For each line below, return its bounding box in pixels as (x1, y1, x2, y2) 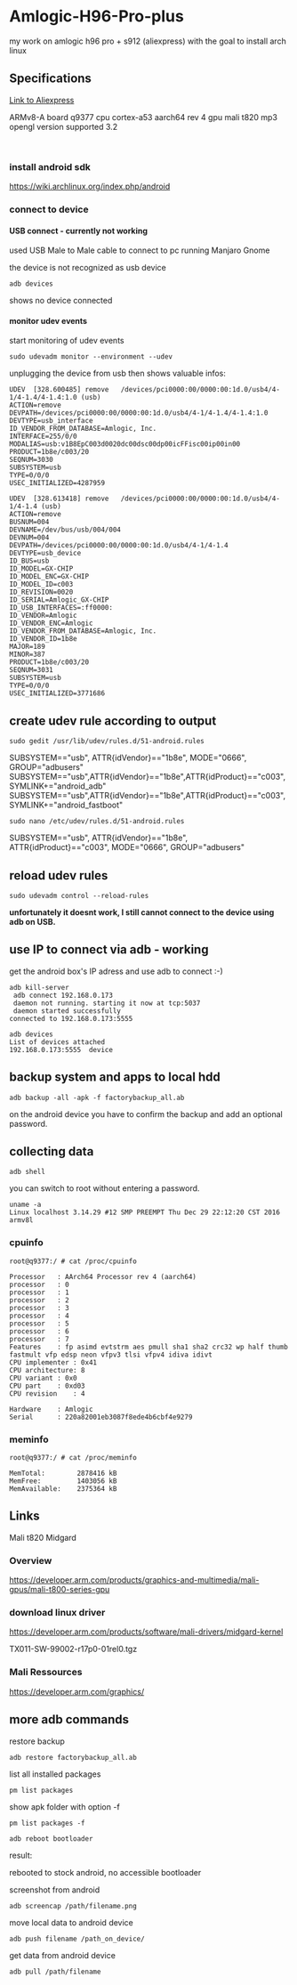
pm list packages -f (9, 1819, 86, 1827)
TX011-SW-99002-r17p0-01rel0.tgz (9, 1644, 138, 1655)
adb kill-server (9, 983, 69, 992)
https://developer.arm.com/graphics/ (9, 1686, 145, 1697)
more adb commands (9, 1712, 130, 1728)
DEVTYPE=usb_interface (9, 417, 93, 425)
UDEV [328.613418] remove (9, 494, 109, 504)
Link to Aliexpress (9, 94, 75, 105)
